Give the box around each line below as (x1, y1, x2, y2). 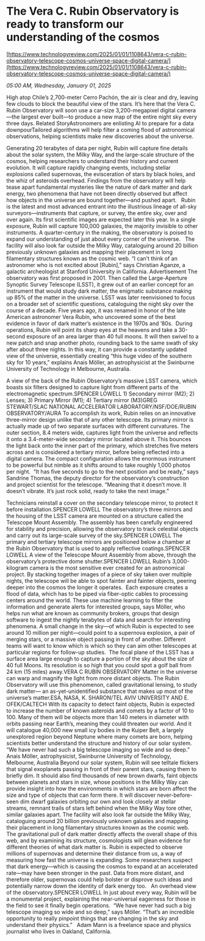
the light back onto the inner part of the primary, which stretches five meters (6, 442, 198, 449)
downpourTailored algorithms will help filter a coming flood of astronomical (6, 126, 195, 133)
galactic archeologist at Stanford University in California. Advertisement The (6, 268, 198, 275)
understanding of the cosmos (6, 31, 160, 44)
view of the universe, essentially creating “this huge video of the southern (6, 352, 192, 359)
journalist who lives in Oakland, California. (6, 928, 112, 935)
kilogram (6, 564, 29, 571)
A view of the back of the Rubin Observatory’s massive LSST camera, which (6, 377, 198, 384)
